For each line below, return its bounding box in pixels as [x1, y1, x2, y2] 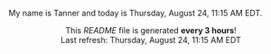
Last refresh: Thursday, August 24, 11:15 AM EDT [61, 35, 241, 45]
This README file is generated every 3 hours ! [65, 25, 237, 35]
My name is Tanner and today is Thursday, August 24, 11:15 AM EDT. [8, 8, 263, 18]
